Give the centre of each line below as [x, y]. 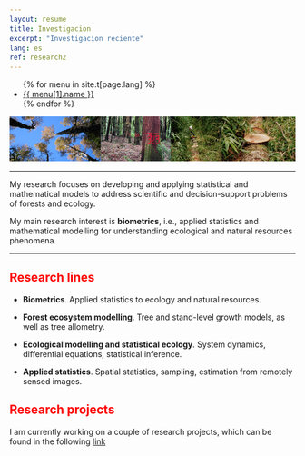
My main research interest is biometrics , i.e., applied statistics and [134, 221]
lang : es [26, 48]
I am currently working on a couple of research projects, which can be [141, 431]
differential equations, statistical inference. [102, 353]
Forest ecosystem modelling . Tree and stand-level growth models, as [154, 317]
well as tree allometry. [64, 326]
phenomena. [33, 240]
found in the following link [58, 441]
